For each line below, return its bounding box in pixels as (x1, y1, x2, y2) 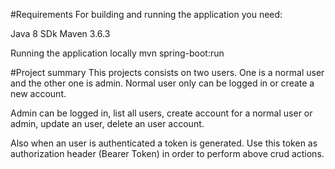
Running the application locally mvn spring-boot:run (10, 47, 225, 59)
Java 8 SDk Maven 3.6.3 (10, 28, 111, 39)
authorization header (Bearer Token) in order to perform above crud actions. (10, 148, 325, 159)
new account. (10, 88, 67, 99)
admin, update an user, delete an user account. (10, 118, 205, 129)
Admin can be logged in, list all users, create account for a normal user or (10, 107, 313, 119)
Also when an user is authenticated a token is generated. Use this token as (10, 137, 318, 149)
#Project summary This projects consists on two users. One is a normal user (10, 67, 325, 78)
